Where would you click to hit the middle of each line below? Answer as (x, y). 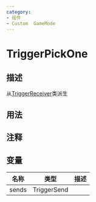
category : (19, 12)
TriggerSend (50, 189)
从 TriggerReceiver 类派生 (37, 94)
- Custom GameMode (31, 23)
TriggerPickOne (47, 54)
